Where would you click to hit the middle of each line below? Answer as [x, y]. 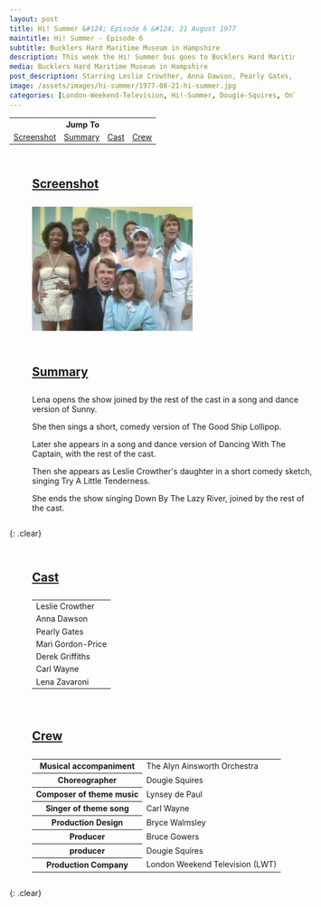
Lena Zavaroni [62, 681]
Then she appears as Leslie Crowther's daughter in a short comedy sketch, [172, 471]
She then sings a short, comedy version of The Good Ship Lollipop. [157, 426]
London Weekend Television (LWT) [212, 865]
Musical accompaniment [87, 766]
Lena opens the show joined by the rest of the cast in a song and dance [165, 399]
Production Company [87, 865]
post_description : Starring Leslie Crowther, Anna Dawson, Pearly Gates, [151, 77]
